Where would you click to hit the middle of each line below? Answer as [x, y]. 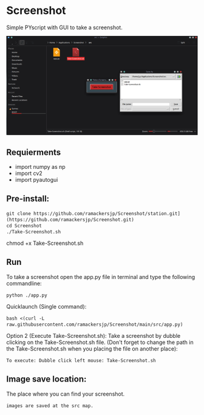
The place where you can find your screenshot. [66, 394]
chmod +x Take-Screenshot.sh [45, 243]
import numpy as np [40, 167]
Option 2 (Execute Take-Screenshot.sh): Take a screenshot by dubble [93, 335]
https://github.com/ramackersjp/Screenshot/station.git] [107, 213]
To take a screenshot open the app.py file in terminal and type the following [101, 276]
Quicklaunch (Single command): [46, 306]
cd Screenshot [24, 225]
